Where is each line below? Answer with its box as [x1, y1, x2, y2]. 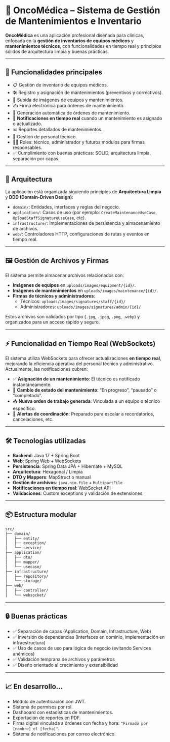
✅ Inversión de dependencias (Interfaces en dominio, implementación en [12, 634, 165, 640]
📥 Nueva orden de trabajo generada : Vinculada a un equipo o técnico [12, 398, 160, 404]
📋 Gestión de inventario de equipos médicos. [12, 81, 108, 88]
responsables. [12, 144, 42, 151]
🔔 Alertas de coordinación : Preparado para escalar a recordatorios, [12, 411, 154, 417]
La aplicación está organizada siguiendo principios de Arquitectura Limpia [5, 188, 161, 195]
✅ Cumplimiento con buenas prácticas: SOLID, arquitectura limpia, [12, 150, 151, 156]
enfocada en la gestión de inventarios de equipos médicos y [5, 38, 134, 44]
